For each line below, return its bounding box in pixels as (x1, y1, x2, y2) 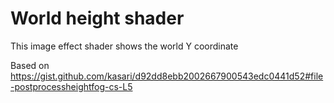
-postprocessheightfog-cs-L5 (10, 80, 133, 92)
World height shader (10, 7, 185, 30)
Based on (10, 59, 50, 71)
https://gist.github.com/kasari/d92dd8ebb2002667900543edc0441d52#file (10, 70, 324, 82)
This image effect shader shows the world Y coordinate (10, 40, 239, 52)
